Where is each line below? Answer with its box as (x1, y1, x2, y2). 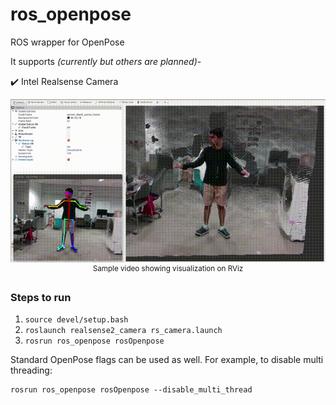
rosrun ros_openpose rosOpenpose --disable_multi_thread (10, 385, 253, 395)
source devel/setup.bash (24, 315, 129, 325)
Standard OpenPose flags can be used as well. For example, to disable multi (10, 354, 324, 366)
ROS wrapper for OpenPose (10, 36, 125, 48)
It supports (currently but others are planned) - (10, 55, 202, 67)
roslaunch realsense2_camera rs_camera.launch (24, 326, 223, 336)
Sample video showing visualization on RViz (92, 264, 244, 274)
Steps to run (10, 290, 72, 304)
